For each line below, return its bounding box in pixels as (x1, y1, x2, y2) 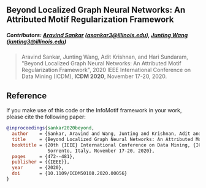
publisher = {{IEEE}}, (12, 159, 70, 165)
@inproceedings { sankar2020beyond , (6, 125, 95, 131)
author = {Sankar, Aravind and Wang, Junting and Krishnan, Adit (12, 131, 191, 137)
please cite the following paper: (6, 113, 86, 121)
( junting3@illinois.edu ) (6, 38, 67, 45)
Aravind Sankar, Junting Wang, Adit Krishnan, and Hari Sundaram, (21, 53, 188, 60)
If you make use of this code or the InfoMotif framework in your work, (6, 107, 182, 114)
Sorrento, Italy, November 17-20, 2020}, (47, 148, 155, 154)
